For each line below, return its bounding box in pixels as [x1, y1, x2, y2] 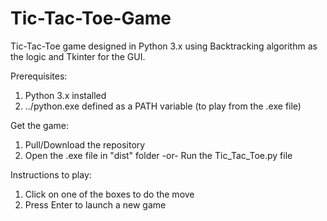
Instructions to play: [10, 168, 92, 181]
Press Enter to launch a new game [24, 198, 167, 211]
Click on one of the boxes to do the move [24, 188, 195, 200]
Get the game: [10, 119, 69, 131]
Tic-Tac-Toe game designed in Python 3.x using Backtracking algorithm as [10, 40, 318, 52]
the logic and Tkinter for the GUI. [10, 50, 146, 62]
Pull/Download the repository [24, 138, 146, 151]
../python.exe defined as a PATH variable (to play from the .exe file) [24, 100, 302, 112]
